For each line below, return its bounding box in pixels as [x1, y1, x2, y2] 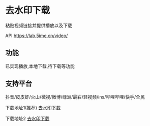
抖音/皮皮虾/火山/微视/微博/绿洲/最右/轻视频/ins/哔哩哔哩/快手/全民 [5, 93, 145, 100]
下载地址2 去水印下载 [5, 115, 50, 121]
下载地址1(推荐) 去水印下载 [5, 105, 61, 111]
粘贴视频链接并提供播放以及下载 [5, 22, 72, 28]
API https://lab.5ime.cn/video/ [5, 33, 68, 39]
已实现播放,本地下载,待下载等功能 [5, 63, 75, 69]
